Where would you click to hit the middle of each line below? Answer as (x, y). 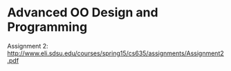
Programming (47, 27)
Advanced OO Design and (83, 13)
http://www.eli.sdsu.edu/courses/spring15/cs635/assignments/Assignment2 (116, 53)
